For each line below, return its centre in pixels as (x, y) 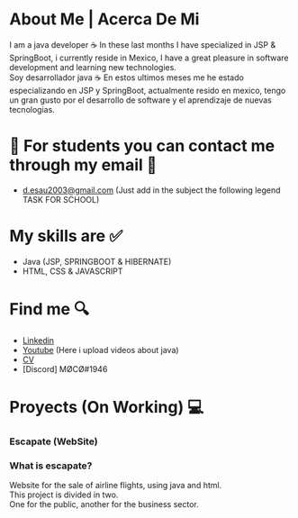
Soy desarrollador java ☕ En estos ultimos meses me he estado (127, 77)
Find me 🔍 (50, 309)
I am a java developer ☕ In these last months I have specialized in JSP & (143, 44)
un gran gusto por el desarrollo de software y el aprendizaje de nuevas (140, 100)
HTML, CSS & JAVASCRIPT (72, 271)
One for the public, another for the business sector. (104, 504)
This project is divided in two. (64, 495)
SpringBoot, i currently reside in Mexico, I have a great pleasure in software (149, 58)
